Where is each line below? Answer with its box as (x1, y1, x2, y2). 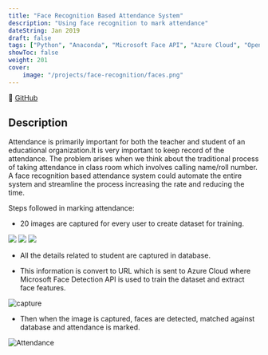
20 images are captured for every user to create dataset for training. (19, 219, 245, 228)
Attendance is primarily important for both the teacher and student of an (8, 137, 246, 147)
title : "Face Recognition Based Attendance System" (8, 11, 183, 20)
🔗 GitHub (8, 93, 38, 102)
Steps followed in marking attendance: (8, 203, 135, 213)
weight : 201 (8, 57, 48, 65)
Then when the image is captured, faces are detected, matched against (19, 314, 255, 324)
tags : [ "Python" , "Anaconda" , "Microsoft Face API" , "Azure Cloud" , (8, 41, 241, 49)
